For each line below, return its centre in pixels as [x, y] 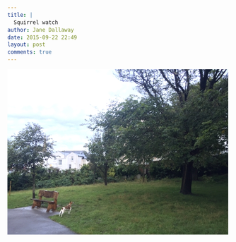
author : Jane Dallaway [41, 30]
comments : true [30, 52]
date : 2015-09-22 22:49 [42, 37]
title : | [20, 15]
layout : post [26, 45]
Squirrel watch [36, 22]
